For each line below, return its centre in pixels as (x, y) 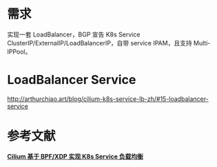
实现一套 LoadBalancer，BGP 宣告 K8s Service (74, 34)
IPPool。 (19, 52)
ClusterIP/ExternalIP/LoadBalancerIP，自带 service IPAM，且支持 (100, 43)
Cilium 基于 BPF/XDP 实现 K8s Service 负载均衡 (75, 156)
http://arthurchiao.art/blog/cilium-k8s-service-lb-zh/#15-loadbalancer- (108, 99)
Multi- (202, 43)
